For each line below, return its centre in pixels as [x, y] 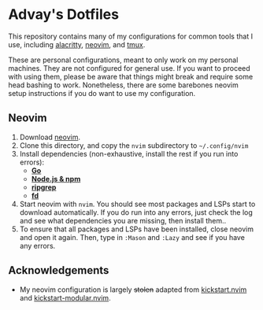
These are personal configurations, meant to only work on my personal [123, 60]
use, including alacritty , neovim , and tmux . [77, 44]
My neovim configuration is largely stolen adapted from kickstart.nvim [133, 290]
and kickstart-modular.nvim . [65, 297]
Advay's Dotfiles [64, 15]
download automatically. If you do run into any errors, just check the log [136, 212]
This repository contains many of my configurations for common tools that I [131, 36]
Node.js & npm [56, 179]
